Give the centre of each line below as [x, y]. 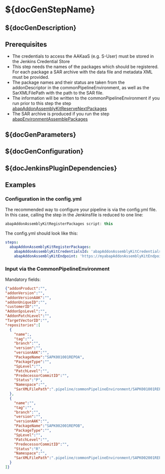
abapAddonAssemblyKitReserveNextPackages [59, 109]
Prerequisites [26, 44]
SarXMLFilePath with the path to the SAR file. [58, 93]
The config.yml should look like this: [41, 234]
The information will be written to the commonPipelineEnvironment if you [86, 98]
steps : [12, 242]
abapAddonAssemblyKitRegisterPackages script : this [59, 224]
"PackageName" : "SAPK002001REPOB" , [49, 426]
